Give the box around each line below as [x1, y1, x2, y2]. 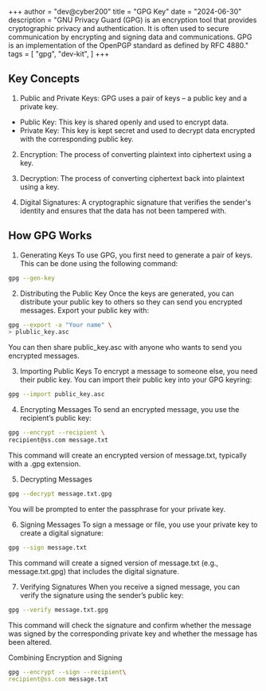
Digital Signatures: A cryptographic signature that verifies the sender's [19, 197, 252, 206]
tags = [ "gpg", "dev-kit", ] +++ [8, 49, 110, 58]
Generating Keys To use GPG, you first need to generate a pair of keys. [19, 250, 253, 260]
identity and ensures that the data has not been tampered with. [19, 206, 227, 215]
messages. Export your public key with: [19, 305, 150, 315]
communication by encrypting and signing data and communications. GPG [8, 32, 252, 41]
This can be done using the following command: [19, 258, 178, 268]
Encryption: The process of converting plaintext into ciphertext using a [19, 149, 252, 159]
